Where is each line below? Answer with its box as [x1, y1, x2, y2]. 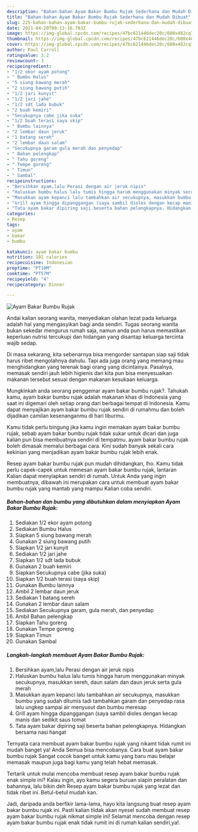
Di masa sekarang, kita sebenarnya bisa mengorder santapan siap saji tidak [6, 350, 190, 357]
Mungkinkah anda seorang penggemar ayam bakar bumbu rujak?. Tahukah [6, 387, 189, 394]
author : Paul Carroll [6, 47, 60, 53]
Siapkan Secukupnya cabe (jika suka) [15, 569, 106, 576]
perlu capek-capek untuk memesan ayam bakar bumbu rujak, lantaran [6, 466, 177, 473]
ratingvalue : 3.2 [6, 52, 49, 58]
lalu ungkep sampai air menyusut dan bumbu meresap [15, 704, 147, 711]
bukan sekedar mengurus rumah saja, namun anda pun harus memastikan [6, 327, 186, 334]
